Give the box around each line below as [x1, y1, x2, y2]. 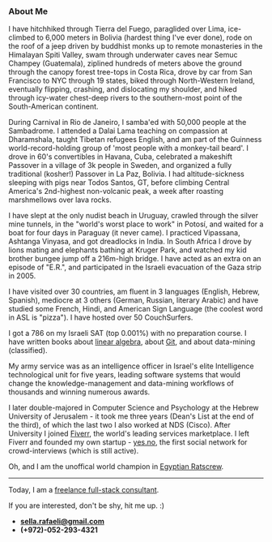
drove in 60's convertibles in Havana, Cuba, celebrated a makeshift [8, 152, 232, 161]
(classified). [8, 346, 48, 355]
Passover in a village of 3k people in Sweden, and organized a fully [8, 161, 232, 170]
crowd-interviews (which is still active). [8, 446, 139, 456]
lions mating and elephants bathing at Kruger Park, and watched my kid [8, 245, 247, 255]
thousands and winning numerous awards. [8, 387, 151, 397]
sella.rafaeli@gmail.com [19, 517, 105, 527]
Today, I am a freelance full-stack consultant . [8, 485, 159, 495]
